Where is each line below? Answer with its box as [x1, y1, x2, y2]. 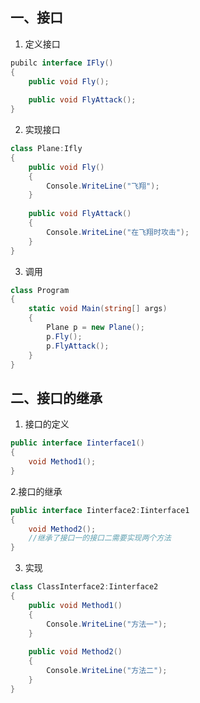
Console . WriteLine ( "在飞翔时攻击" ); [46, 227, 190, 237]
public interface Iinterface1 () [10, 438, 145, 448]
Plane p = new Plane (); [46, 323, 145, 333]
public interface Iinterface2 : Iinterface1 [10, 505, 190, 515]
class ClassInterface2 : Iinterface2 [10, 582, 159, 592]
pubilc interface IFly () [10, 58, 114, 68]
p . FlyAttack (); [46, 341, 110, 351]
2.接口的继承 [10, 485, 63, 497]
